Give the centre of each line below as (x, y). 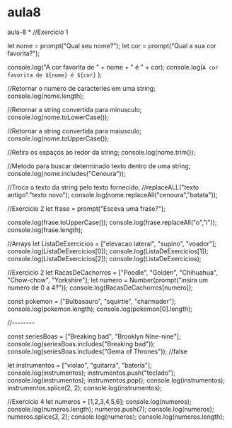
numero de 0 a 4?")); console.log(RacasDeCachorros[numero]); (100, 287)
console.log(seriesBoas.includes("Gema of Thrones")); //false (97, 351)
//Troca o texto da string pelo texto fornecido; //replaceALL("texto (103, 187)
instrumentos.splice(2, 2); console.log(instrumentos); (85, 388)
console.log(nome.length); (46, 96)
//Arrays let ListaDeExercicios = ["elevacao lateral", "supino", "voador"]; (112, 243)
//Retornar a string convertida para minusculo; (75, 109)
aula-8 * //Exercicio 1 (38, 32)
